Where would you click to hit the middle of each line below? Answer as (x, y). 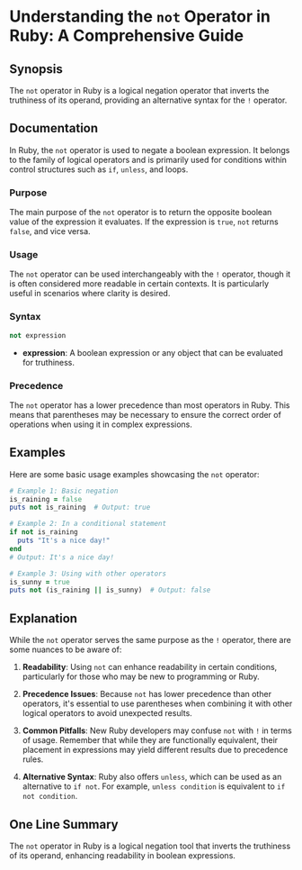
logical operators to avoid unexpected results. (107, 713)
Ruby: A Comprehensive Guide (127, 36)
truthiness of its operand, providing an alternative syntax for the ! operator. (148, 100)
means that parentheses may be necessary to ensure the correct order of (145, 414)
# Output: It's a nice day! (62, 557)
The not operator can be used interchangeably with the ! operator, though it (150, 274)
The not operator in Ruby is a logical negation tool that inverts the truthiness (150, 846)
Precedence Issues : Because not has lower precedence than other (147, 694)
